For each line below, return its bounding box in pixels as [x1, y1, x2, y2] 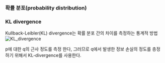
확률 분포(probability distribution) [5, 4, 87, 11]
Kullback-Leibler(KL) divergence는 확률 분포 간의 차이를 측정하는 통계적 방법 [5, 30, 158, 36]
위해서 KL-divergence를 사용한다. [14, 52, 81, 58]
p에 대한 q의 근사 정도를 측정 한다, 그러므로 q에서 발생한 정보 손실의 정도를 [5, 46, 151, 52]
